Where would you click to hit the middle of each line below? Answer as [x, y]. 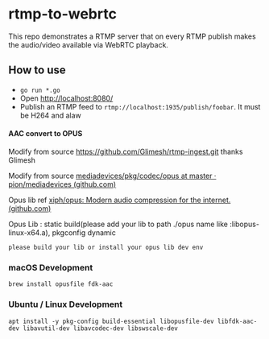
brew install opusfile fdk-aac [61, 284]
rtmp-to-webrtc [62, 14]
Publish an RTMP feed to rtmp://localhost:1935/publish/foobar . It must [140, 106]
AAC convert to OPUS [46, 134]
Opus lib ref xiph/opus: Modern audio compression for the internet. [120, 200]
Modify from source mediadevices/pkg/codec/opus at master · [112, 176]
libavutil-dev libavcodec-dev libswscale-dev [101, 328]
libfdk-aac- [237, 321]
